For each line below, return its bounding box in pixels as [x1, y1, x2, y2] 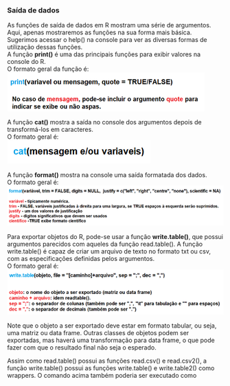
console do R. [7, 58, 46, 66]
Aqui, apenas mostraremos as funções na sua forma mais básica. [7, 28, 192, 36]
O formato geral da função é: [7, 65, 89, 73]
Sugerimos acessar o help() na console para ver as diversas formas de [7, 36, 207, 44]
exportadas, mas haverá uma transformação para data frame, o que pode [7, 336, 215, 345]
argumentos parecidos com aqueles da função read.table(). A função [7, 240, 203, 248]
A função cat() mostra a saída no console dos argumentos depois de [7, 118, 202, 126]
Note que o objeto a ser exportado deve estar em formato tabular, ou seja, [7, 321, 217, 330]
